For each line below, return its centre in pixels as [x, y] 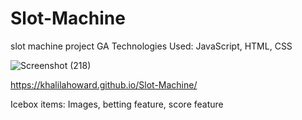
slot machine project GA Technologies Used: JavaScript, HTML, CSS [151, 46]
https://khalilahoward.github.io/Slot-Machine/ [104, 84]
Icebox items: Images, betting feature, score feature [117, 104]
